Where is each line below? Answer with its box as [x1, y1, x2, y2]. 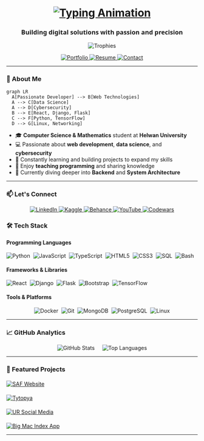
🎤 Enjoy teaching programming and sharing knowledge [15, 162, 155, 169]
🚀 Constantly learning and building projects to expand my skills [15, 155, 173, 163]
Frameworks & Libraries [6, 266, 68, 273]
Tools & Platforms [6, 294, 52, 300]
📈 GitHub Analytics [6, 328, 66, 337]
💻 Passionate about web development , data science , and [15, 140, 162, 148]
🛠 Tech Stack [6, 221, 48, 230]
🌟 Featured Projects [6, 365, 66, 373]
